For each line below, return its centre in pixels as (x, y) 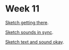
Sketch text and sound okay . (35, 42)
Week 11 (22, 9)
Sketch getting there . (27, 22)
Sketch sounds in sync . (29, 32)
